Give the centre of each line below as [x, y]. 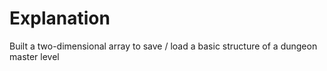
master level [34, 56]
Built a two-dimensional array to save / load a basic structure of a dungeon [163, 46]
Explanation [60, 18]
